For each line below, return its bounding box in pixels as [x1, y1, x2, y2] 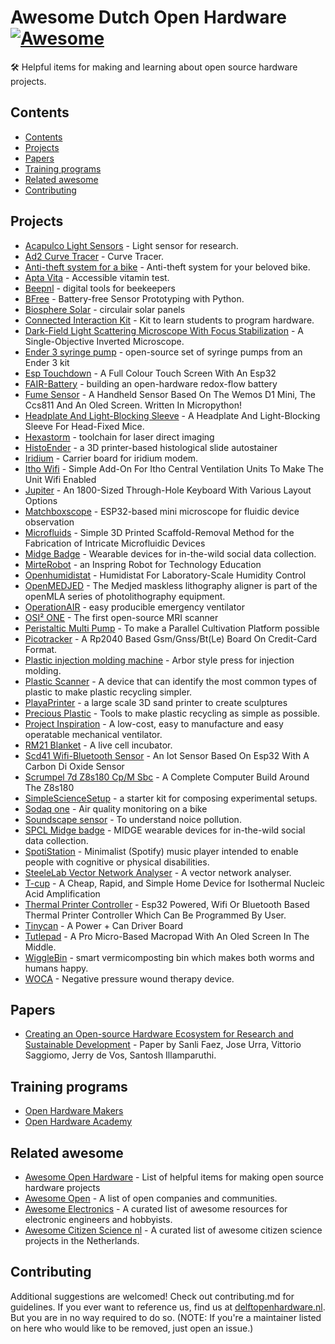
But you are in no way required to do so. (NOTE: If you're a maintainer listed [10, 1311, 322, 1323]
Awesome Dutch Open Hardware [10, 6, 287, 29]
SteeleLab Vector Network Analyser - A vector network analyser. [24, 866, 292, 878]
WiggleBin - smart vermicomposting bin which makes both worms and [24, 951, 315, 963]
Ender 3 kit [24, 356, 70, 368]
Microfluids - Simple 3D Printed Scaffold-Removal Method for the [24, 526, 295, 538]
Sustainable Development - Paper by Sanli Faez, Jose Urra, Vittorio [24, 1039, 302, 1051]
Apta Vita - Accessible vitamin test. [24, 271, 170, 283]
